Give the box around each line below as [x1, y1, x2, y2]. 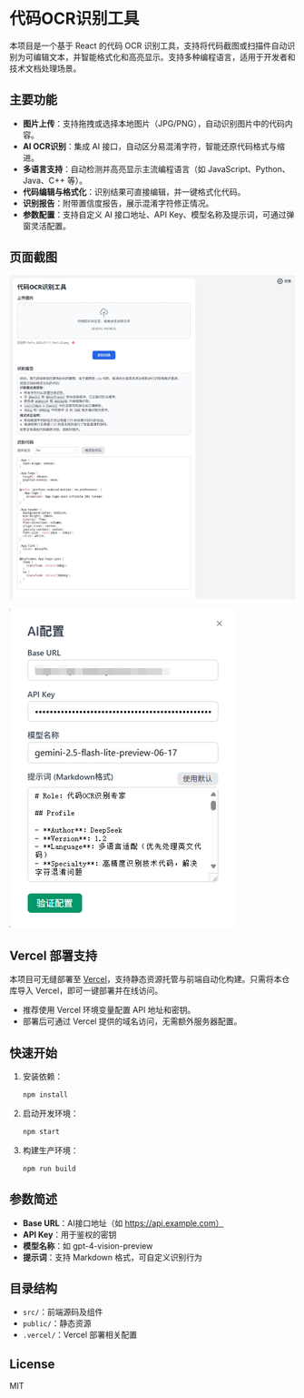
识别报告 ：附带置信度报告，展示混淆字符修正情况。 [22, 198, 214, 208]
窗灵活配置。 [22, 220, 71, 231]
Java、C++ [22, 175, 65, 186]
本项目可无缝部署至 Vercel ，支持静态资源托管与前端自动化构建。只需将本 [9, 974, 282, 985]
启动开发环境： [22, 1108, 79, 1119]
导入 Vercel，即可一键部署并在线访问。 [16, 985, 163, 997]
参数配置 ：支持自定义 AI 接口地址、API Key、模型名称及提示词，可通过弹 [22, 208, 295, 219]
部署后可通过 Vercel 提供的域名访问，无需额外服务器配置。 [22, 1016, 242, 1027]
